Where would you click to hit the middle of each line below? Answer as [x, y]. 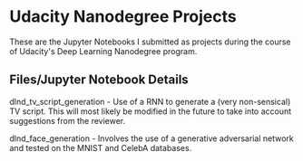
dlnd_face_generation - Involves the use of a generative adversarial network [151, 138]
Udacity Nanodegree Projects [123, 17]
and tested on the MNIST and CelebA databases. [101, 147]
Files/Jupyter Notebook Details [99, 80]
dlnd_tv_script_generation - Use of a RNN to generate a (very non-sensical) [150, 101]
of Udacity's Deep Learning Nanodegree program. [103, 51]
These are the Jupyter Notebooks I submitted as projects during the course [150, 42]
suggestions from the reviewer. [68, 120]
